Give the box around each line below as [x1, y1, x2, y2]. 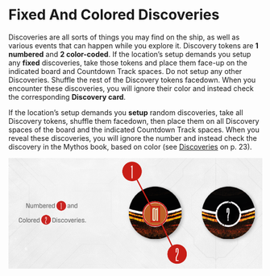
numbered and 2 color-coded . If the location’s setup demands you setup [8, 49, 251, 59]
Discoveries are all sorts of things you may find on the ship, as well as [8, 32, 240, 42]
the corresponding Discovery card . [8, 92, 127, 101]
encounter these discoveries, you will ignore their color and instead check [8, 83, 254, 93]
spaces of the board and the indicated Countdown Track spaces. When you [8, 125, 260, 134]
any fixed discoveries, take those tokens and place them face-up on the [8, 58, 248, 68]
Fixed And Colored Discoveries [8, 6, 220, 24]
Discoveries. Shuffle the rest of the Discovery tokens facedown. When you [8, 75, 256, 84]
